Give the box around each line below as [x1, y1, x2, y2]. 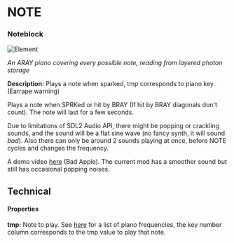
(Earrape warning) [7, 87, 60, 95]
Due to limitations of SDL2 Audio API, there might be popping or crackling [7, 122, 219, 130]
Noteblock [7, 29, 43, 39]
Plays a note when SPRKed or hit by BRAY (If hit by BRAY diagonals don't [7, 101, 218, 109]
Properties [7, 204, 39, 214]
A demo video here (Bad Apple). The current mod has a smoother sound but [7, 158, 228, 166]
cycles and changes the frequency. [7, 144, 109, 153]
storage [7, 66, 30, 74]
